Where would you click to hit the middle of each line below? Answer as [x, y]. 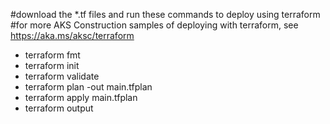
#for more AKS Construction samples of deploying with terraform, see [154, 25]
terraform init [52, 65]
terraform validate [62, 76]
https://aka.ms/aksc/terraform [72, 35]
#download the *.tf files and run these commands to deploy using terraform [165, 14]
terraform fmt [52, 55]
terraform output [59, 108]
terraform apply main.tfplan [81, 97]
